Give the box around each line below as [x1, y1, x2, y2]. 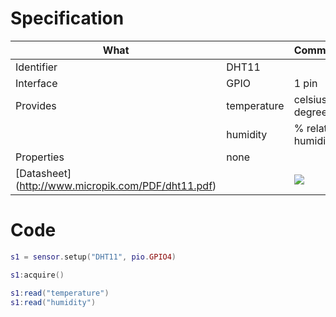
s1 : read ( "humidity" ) [10, 297, 97, 307]
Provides [15, 98, 57, 112]
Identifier [15, 60, 58, 74]
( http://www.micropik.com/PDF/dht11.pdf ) [15, 178, 217, 192]
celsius [293, 92, 328, 106]
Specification [10, 7, 125, 30]
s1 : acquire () [10, 270, 65, 280]
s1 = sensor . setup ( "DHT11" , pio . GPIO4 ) [10, 252, 177, 262]
